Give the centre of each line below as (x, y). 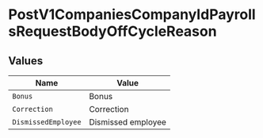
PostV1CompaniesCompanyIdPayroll (132, 15)
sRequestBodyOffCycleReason (112, 31)
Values (26, 61)
